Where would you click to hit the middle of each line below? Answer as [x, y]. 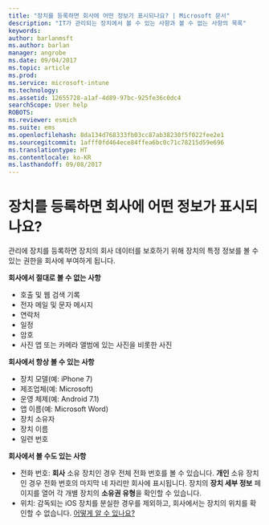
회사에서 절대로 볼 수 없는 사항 [55, 278]
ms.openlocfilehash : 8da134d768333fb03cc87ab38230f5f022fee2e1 [116, 135]
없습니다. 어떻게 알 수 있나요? [89, 513]
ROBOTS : [21, 113]
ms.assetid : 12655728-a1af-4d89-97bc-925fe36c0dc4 [95, 98]
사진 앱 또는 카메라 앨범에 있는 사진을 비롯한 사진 [96, 345]
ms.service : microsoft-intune [59, 83]
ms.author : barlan [39, 46]
